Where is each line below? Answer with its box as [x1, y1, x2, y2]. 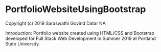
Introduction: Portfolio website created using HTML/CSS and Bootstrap [5, 30, 155, 36]
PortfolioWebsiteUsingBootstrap [5, 4, 146, 15]
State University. [5, 40, 40, 46]
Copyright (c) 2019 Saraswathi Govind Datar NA [5, 20, 106, 26]
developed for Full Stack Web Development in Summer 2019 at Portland [5, 35, 156, 41]
